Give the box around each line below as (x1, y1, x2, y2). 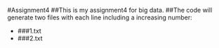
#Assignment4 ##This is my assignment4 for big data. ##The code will (7, 6, 213, 14)
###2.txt (17, 34, 44, 42)
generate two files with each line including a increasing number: (7, 13, 192, 22)
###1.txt (17, 27, 42, 35)
